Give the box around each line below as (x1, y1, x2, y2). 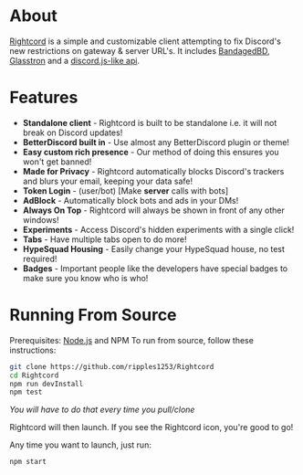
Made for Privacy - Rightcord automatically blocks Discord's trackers (22, 165, 285, 176)
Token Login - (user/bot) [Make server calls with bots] (22, 185, 229, 196)
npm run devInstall (9, 379, 84, 388)
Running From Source (9, 305, 177, 325)
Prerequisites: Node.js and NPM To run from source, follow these (9, 334, 254, 345)
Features (9, 88, 78, 108)
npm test (9, 387, 43, 397)
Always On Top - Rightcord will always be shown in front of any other (22, 205, 286, 216)
